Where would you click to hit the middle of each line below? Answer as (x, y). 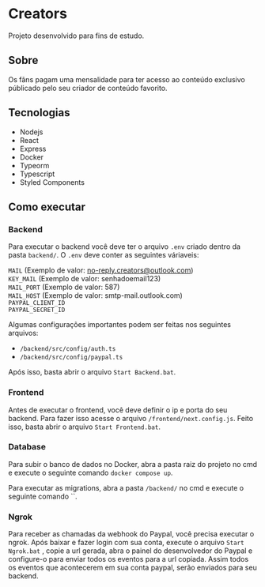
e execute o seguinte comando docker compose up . (91, 472)
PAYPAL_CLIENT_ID (37, 303)
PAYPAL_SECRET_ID (37, 310)
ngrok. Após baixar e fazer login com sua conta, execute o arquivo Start (126, 543)
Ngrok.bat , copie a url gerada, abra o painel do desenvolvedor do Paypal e (131, 551)
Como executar (47, 207)
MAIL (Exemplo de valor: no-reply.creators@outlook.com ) (101, 270)
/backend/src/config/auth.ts (68, 349)
